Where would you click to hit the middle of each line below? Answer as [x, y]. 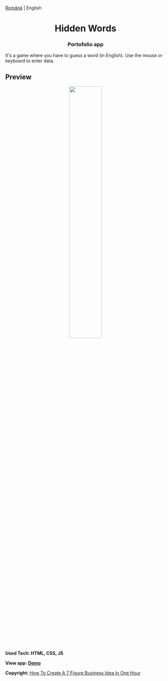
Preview [19, 77]
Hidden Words [86, 29]
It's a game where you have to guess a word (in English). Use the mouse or [84, 56]
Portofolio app [86, 44]
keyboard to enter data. [30, 61]
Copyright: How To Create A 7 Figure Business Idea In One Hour [73, 673]
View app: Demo [23, 663]
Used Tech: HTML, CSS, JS [34, 653]
